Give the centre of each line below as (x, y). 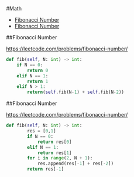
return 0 (38, 70)
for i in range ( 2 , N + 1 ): (60, 158)
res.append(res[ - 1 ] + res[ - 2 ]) (75, 164)
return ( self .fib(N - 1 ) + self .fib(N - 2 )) (76, 92)
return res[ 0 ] (54, 142)
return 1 (38, 81)
